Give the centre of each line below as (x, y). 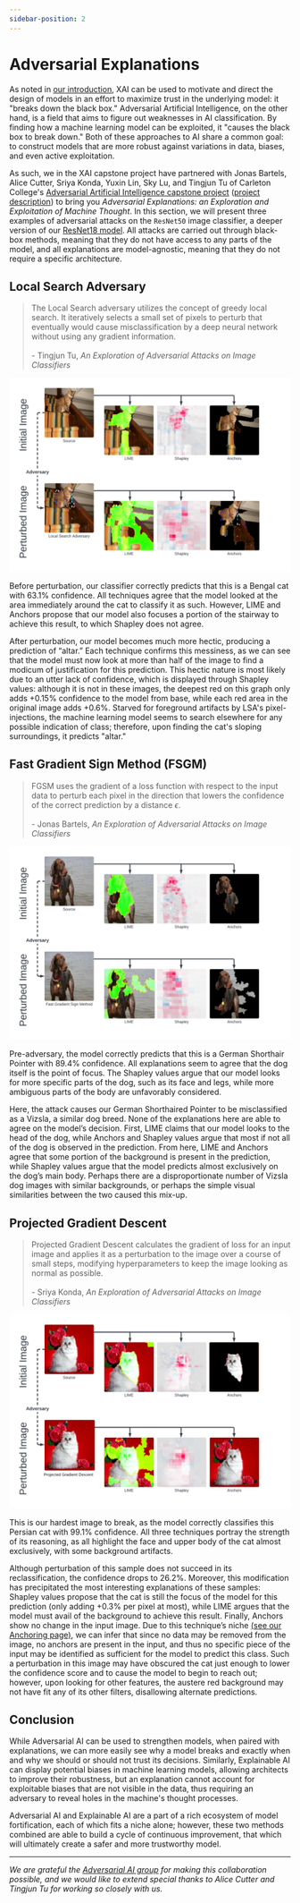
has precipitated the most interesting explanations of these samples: (135, 1587)
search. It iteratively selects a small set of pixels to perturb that (147, 318)
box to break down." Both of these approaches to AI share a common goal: (146, 136)
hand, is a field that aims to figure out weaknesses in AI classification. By (143, 117)
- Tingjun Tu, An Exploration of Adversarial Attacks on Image (143, 356)
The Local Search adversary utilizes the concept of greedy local (149, 308)
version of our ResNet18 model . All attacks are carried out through (131, 230)
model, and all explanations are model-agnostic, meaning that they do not (145, 249)
